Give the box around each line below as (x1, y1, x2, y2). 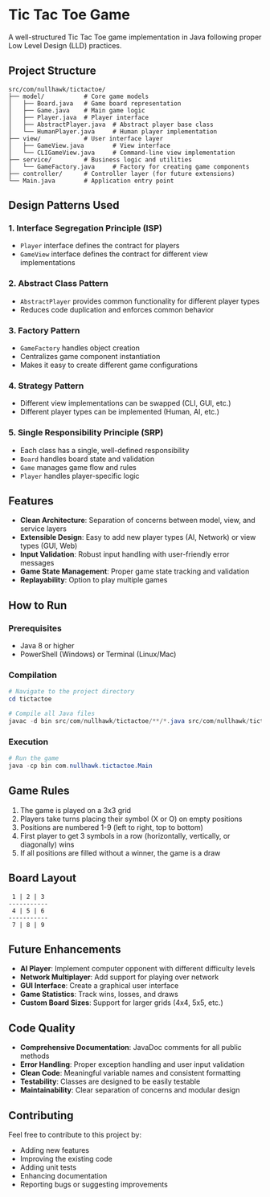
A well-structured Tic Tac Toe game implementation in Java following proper (8, 32, 262, 42)
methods (19, 1051, 50, 1061)
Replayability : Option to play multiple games (19, 575, 168, 585)
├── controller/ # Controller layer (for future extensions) (8, 170, 235, 178)
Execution (8, 736, 49, 747)
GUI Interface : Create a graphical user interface (19, 981, 179, 991)
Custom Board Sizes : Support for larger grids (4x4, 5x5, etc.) (19, 998, 223, 1007)
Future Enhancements (8, 942, 122, 956)
